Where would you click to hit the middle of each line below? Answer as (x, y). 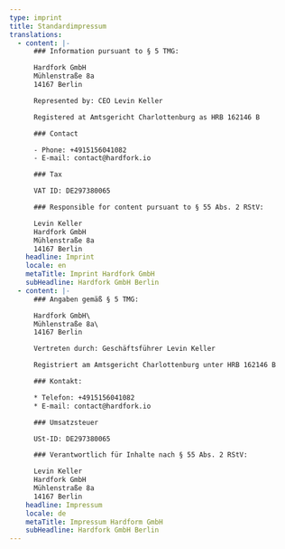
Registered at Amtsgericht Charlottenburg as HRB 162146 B (146, 117)
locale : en (46, 266)
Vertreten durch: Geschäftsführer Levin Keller (124, 349)
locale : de (46, 513)
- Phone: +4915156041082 (80, 150)
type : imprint (36, 18)
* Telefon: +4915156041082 (84, 398)
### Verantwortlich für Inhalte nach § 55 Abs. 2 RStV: (140, 455)
